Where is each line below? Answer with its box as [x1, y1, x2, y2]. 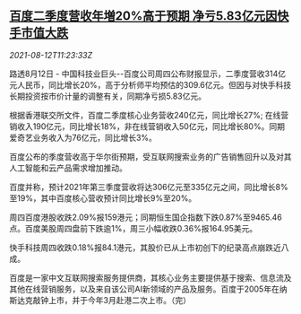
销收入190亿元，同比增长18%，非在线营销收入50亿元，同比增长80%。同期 [9, 120, 285, 132]
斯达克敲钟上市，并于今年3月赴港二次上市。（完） [9, 294, 191, 305]
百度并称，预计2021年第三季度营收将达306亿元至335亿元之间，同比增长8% [9, 181, 288, 192]
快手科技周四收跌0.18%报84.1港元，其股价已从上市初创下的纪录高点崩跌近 [9, 241, 282, 253]
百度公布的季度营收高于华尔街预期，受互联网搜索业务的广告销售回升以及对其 [9, 151, 292, 161]
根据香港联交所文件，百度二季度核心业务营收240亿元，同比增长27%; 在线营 [9, 109, 289, 120]
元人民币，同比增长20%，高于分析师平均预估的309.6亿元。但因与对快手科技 [9, 79, 292, 90]
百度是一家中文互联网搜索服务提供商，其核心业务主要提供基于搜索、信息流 [9, 272, 284, 283]
